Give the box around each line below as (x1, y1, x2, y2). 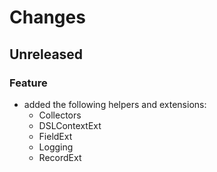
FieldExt (38, 130, 73, 142)
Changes (9, 6, 86, 29)
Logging (38, 141, 74, 153)
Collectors (38, 109, 82, 121)
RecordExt (38, 151, 82, 163)
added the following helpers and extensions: (23, 98, 207, 110)
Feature (9, 76, 48, 90)
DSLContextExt (38, 119, 102, 131)
